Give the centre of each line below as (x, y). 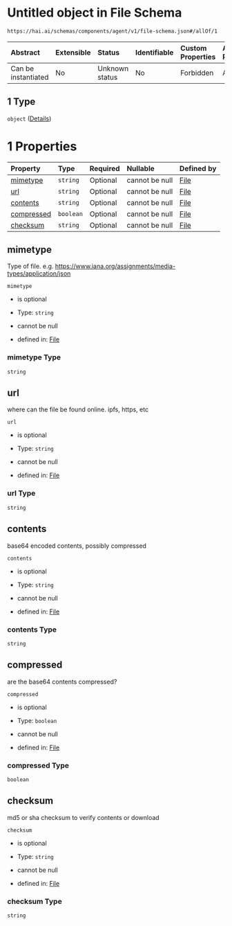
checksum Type (35, 901)
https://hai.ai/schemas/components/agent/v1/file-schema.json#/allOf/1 (112, 31)
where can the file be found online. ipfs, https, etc (78, 409)
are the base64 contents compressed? (62, 682)
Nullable (141, 168)
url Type (21, 493)
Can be (22, 69)
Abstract (25, 52)
